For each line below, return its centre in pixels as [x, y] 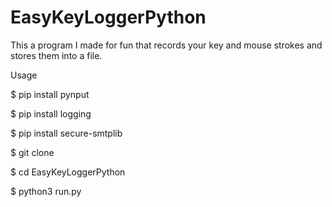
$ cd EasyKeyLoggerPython [68, 172]
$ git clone [32, 152]
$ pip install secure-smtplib [66, 133]
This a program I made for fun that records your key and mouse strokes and [166, 45]
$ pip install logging [51, 113]
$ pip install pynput [50, 94]
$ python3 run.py [46, 191]
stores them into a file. [56, 55]
